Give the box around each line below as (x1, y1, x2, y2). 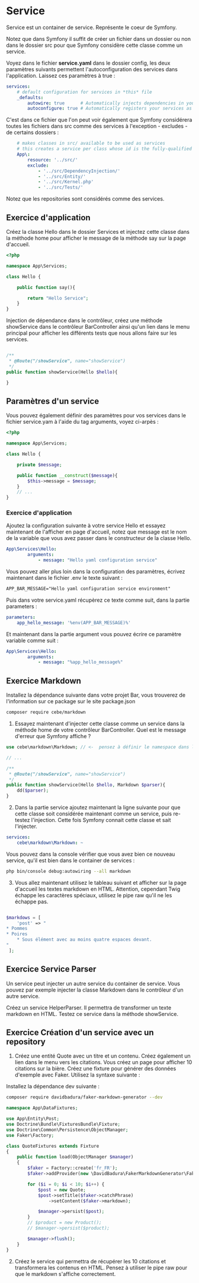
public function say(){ (17, 284, 76, 290)
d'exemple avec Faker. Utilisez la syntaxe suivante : (14, 1071, 140, 1078)
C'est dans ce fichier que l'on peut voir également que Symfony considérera (6, 116, 192, 123)
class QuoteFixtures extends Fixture (6, 1143, 99, 1149)
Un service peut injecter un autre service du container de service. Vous (6, 980, 181, 987)
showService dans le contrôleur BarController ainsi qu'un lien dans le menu (6, 323, 190, 331)
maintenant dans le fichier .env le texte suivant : (6, 574, 123, 582)
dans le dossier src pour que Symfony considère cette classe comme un (6, 42, 183, 49)
